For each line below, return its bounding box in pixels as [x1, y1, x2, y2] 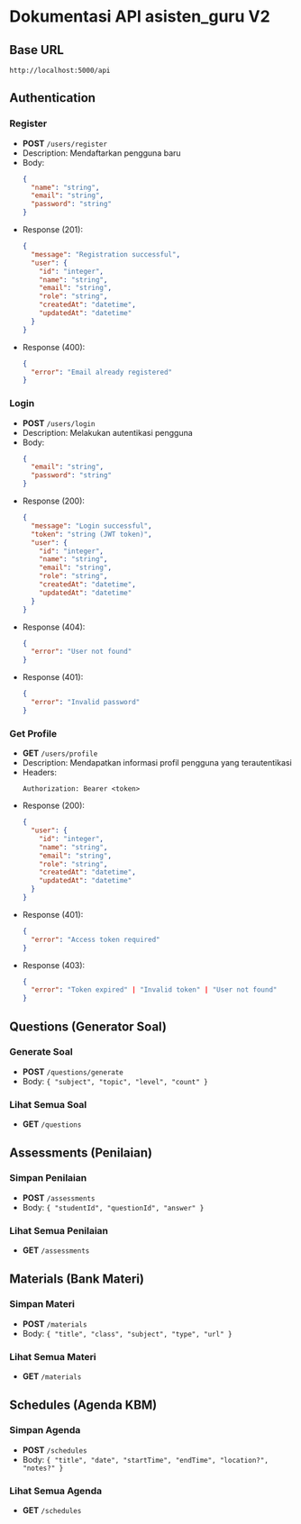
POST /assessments [22, 1192, 96, 1203]
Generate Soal [9, 1046, 74, 1058]
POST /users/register [22, 138, 108, 149]
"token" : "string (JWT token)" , [31, 530, 152, 539]
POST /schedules [22, 1444, 87, 1456]
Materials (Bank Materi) [9, 1271, 144, 1286]
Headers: [22, 767, 57, 778]
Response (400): [22, 341, 86, 352]
